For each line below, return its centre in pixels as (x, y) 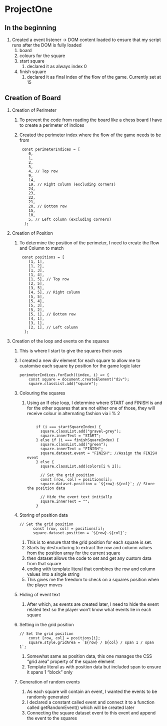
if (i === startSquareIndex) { (68, 427)
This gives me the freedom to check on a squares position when (93, 579)
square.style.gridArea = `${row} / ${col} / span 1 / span (91, 642)
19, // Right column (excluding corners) (72, 184)
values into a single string (53, 574)
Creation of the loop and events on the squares (60, 341)
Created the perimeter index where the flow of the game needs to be (90, 135)
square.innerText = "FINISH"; (72, 449)
